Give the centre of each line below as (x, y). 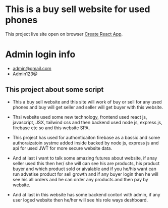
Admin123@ (25, 74)
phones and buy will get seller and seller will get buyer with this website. (88, 107)
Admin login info (40, 55)
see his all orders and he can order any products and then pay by (80, 179)
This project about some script (54, 90)
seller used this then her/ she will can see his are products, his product (86, 163)
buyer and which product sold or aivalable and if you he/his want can (84, 169)
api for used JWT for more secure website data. (62, 148)
